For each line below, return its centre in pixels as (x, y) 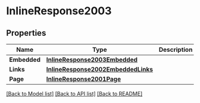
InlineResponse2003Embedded (92, 60)
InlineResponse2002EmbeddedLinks (100, 69)
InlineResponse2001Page (83, 79)
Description (176, 50)
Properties (26, 33)
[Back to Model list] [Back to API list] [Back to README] (74, 94)
